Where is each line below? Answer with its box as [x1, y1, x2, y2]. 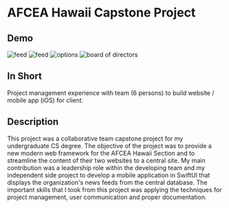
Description [7, 116, 59, 128]
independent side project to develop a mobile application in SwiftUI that [7, 171, 210, 179]
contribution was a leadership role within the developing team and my [7, 163, 206, 171]
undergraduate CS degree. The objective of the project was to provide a [7, 141, 212, 149]
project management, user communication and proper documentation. [7, 193, 207, 201]
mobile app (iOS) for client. [7, 96, 84, 104]
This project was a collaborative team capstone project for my [7, 134, 183, 143]
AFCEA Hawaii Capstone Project [7, 5, 196, 21]
